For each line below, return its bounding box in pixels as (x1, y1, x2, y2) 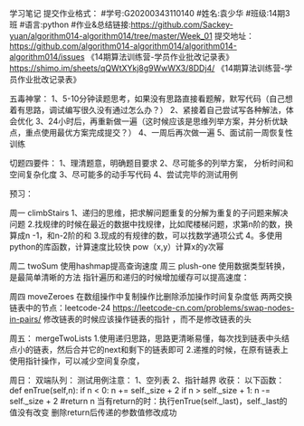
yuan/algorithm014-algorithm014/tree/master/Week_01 (9, 31, 213, 41)
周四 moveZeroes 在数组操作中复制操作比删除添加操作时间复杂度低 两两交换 (9, 291, 292, 301)
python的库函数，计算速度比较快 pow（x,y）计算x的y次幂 (9, 241, 224, 251)
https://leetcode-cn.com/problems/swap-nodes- (112, 302, 295, 313)
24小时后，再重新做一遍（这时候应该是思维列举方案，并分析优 (48, 116, 280, 127)
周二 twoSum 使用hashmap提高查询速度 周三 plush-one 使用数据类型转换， (9, 260, 290, 271)
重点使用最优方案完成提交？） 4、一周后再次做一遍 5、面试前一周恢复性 (24, 128, 294, 137)
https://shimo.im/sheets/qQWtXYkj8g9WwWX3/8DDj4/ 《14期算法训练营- (9, 62, 285, 73)
